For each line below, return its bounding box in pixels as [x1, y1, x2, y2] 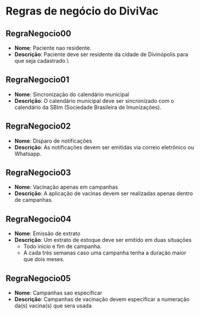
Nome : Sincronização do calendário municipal [14, 91, 130, 98]
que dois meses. [23, 256, 64, 263]
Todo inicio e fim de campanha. [23, 243, 102, 250]
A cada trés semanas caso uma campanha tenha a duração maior [23, 249, 187, 256]
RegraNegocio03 [5, 167, 72, 178]
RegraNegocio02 [5, 121, 71, 131]
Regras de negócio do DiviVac [5, 4, 159, 18]
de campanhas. [14, 196, 54, 204]
